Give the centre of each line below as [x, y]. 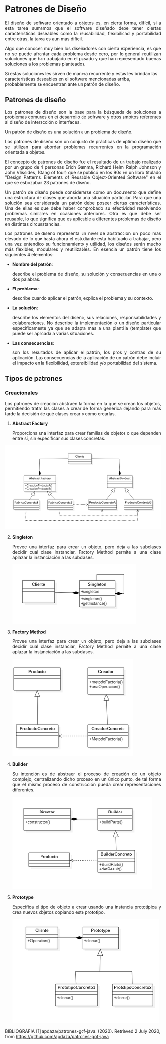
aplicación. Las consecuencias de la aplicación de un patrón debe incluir [86, 357]
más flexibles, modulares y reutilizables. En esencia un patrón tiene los [83, 249]
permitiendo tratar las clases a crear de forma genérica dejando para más [83, 409]
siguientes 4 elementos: [30, 254]
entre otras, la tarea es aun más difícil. [44, 39]
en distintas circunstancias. [33, 224]
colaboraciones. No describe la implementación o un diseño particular [86, 323]
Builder [20, 764]
